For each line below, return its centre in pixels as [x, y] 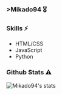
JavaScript [29, 50]
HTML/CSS [29, 44]
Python [24, 57]
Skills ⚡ [17, 28]
